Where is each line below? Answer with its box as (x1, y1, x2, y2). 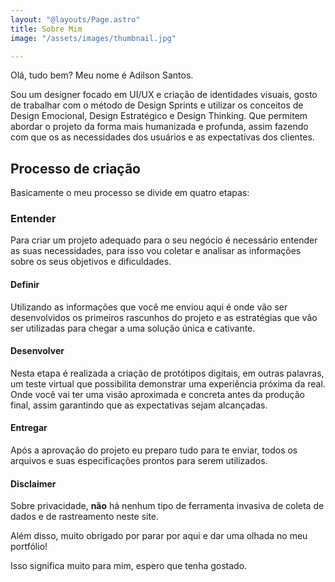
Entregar (10, 422, 48, 434)
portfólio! (10, 541, 48, 553)
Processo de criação (10, 160, 142, 177)
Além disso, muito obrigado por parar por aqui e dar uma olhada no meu (10, 530, 308, 542)
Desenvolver (10, 345, 65, 357)
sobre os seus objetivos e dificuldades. (10, 256, 172, 268)
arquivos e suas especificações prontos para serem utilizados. (10, 455, 268, 467)
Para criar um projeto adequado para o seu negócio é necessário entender (10, 234, 318, 246)
